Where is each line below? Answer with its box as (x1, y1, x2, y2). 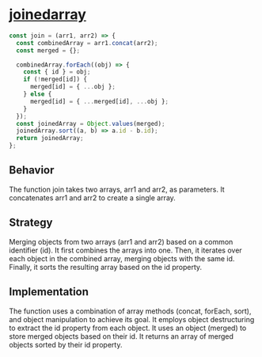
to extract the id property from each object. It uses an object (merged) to (9, 323, 247, 332)
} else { (23, 90, 52, 98)
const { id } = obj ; (23, 68, 91, 76)
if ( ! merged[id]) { (23, 75, 88, 84)
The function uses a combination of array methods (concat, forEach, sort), (9, 306, 252, 316)
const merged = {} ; (16, 46, 81, 55)
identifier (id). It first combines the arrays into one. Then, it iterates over (9, 245, 242, 255)
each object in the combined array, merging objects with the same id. (9, 253, 235, 263)
